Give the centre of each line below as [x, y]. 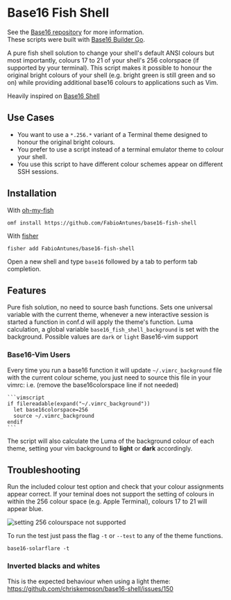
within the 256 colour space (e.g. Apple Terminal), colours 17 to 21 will [107, 501]
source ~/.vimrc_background [54, 416]
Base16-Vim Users [39, 355]
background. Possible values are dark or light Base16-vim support [103, 337]
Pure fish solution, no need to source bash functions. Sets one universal [110, 307]
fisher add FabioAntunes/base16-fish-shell [71, 248]
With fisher [23, 236]
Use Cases [31, 118]
